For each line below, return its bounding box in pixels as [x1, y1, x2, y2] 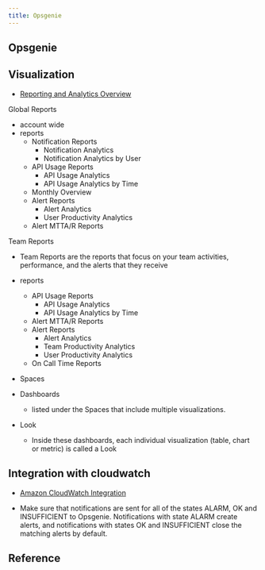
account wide [19, 120, 65, 129]
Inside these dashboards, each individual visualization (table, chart [31, 435, 250, 445]
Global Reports [8, 104, 57, 114]
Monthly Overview [31, 187, 92, 197]
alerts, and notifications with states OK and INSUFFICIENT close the [19, 520, 242, 530]
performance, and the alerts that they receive [19, 260, 168, 270]
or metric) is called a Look [31, 444, 117, 453]
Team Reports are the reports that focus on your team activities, [19, 252, 229, 261]
